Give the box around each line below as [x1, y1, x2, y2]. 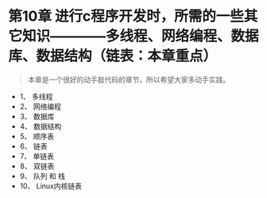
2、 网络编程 [19, 101, 62, 111]
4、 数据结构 [19, 121, 62, 131]
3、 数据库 [19, 111, 55, 121]
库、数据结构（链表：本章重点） [8, 47, 218, 65]
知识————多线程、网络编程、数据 [22, 27, 260, 45]
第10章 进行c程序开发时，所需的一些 [8, 7, 245, 25]
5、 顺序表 [19, 131, 55, 141]
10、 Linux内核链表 [19, 181, 82, 191]
